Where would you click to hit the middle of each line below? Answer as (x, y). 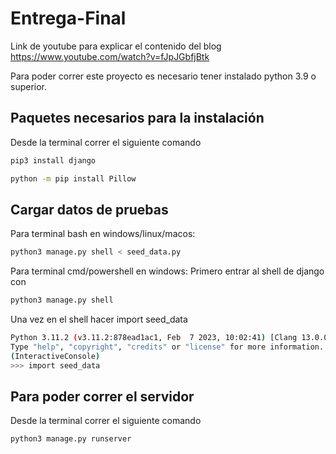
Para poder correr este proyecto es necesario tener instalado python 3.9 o (163, 76)
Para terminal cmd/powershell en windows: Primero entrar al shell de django (167, 271)
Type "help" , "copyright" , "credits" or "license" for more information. (167, 347)
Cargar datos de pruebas (89, 209)
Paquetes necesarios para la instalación (137, 118)
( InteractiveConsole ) (55, 356)
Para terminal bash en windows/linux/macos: (103, 234)
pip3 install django (53, 160)
